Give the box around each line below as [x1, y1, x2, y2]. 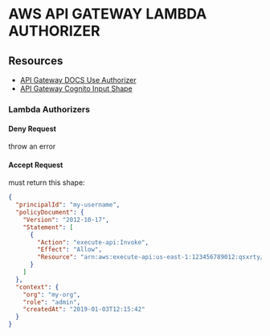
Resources [8, 54, 63, 68]
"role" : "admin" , [22, 298, 81, 306]
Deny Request [8, 124, 56, 133]
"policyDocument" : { [15, 208, 84, 217]
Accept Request [8, 160, 63, 170]
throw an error [8, 141, 56, 151]
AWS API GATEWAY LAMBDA [8, 5, 207, 23]
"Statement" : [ [22, 223, 74, 232]
